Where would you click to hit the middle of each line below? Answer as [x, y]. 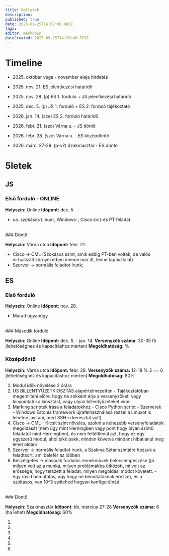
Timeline [24, 63]
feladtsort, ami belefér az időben [46, 455]
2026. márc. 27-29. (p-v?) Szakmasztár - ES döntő [65, 145]
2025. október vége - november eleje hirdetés [60, 77]
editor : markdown [23, 33]
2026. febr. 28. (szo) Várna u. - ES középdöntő [61, 135]
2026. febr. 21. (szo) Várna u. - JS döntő [54, 126]
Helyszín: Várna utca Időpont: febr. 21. [46, 244]
